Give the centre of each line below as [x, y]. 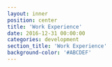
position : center [32, 20]
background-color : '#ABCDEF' [49, 53]
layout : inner [28, 14]
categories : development [43, 40]
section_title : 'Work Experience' [57, 46]
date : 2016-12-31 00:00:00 [46, 33]
